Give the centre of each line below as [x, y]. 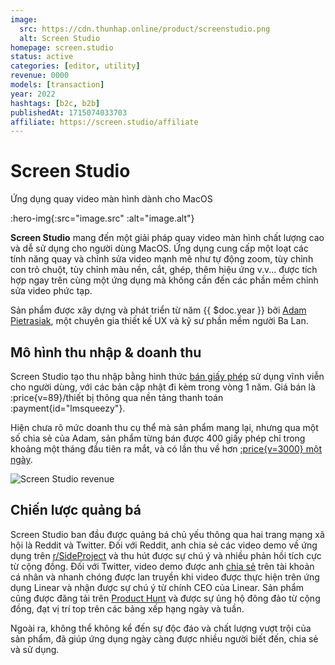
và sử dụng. [35, 649]
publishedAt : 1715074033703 [69, 112]
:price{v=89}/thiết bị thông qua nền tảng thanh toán [117, 397]
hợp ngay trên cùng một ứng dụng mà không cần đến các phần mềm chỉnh [164, 280]
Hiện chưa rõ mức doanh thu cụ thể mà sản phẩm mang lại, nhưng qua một [164, 427]
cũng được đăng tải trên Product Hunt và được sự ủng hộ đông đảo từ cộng [165, 598]
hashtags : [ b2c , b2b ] [55, 103]
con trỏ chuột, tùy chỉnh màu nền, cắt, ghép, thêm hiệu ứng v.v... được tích [164, 270]
